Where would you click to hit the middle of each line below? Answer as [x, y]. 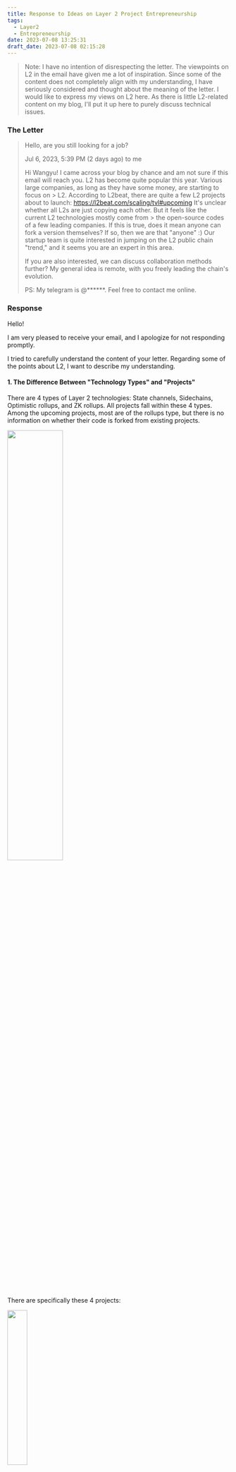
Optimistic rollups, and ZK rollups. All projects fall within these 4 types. [110, 405]
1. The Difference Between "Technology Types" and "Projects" [101, 382]
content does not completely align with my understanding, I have [118, 82]
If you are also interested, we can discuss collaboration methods [118, 261]
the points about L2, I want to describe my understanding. [92, 366]
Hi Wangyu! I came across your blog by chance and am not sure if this [126, 173]
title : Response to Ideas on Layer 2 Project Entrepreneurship [102, 14]
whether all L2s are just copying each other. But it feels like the [116, 210]
